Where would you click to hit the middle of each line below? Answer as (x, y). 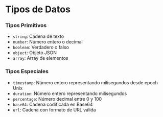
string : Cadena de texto (38, 36)
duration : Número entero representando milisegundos (70, 93)
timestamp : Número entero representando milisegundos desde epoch (85, 82)
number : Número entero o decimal (48, 42)
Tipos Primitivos (26, 26)
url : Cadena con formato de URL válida (54, 110)
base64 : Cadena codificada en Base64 (53, 104)
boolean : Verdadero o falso (41, 48)
